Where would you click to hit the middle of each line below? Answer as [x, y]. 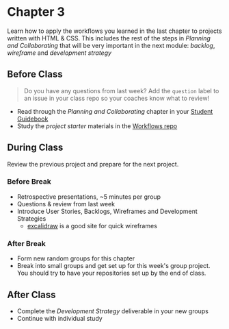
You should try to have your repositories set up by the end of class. [111, 273]
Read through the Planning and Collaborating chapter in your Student [115, 111]
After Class [31, 294]
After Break [27, 243]
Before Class [35, 74]
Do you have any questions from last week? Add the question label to [121, 90]
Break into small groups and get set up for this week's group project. [113, 266]
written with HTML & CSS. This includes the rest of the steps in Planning [109, 38]
